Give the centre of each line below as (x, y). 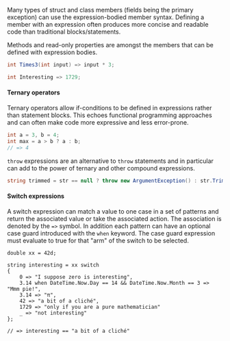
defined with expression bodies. (52, 52)
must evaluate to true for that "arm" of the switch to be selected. (98, 240)
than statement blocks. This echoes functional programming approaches (110, 115)
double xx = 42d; (32, 253)
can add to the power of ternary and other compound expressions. (101, 168)
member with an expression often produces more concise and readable (108, 24)
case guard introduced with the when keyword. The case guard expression (111, 233)
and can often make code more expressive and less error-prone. (98, 122)
